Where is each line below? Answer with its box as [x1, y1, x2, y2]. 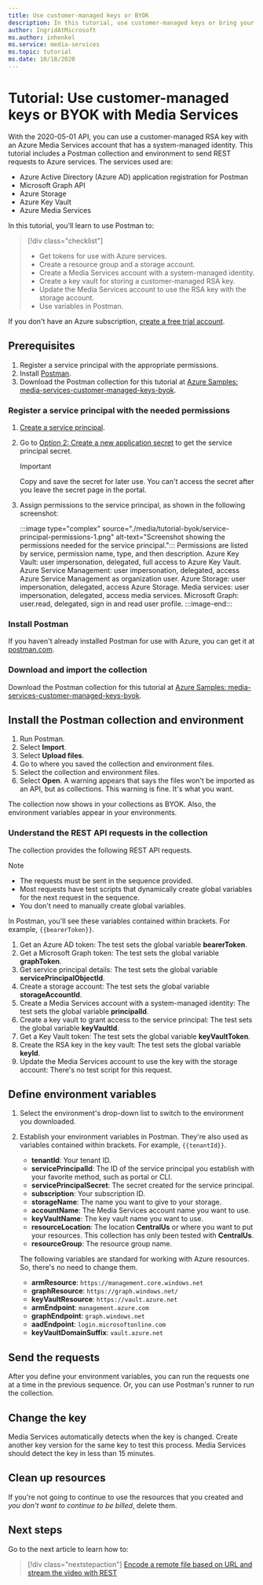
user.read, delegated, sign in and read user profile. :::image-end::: [19, 599, 233, 608]
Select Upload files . [19, 751, 85, 761]
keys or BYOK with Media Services [8, 106, 239, 124]
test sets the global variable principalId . [19, 1007, 149, 1016]
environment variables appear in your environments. [8, 808, 177, 817]
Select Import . [19, 743, 67, 752]
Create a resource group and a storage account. [38, 259, 195, 269]
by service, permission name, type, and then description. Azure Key [19, 549, 239, 558]
